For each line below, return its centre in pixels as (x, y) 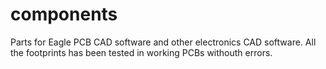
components (64, 14)
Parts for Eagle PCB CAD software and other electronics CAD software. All (163, 42)
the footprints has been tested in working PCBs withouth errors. (141, 52)
